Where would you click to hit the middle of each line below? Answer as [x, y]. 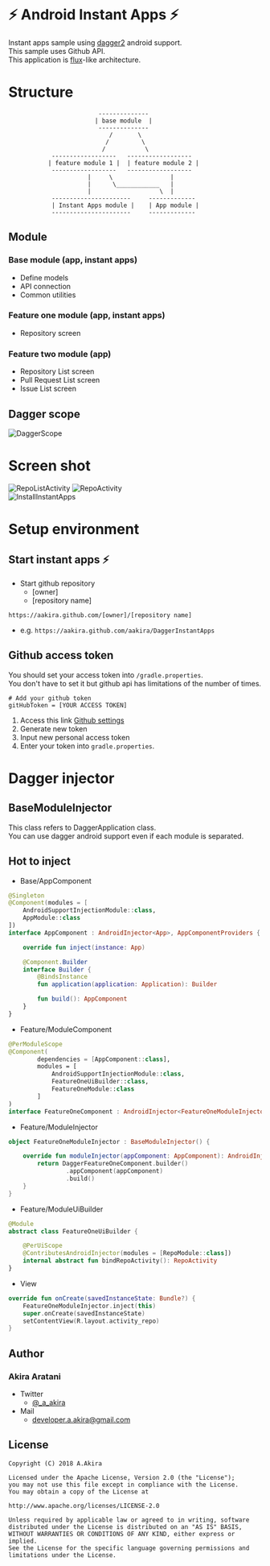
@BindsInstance [63, 977]
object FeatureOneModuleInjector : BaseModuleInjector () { [109, 1141]
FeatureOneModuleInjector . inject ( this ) [90, 1306]
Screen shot [49, 466]
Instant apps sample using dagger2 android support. [95, 42]
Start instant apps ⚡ [59, 560]
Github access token [61, 655]
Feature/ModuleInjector [59, 1127]
